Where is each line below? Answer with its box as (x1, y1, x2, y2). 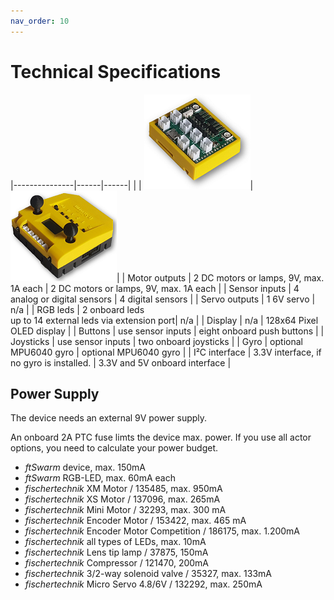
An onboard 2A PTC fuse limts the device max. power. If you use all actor (10, 431, 312, 444)
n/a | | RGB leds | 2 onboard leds (10, 303, 145, 315)
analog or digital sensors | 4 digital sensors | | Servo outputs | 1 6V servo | (10, 293, 316, 305)
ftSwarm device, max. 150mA (24, 461, 146, 474)
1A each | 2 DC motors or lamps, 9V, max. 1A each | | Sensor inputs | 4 (10, 282, 300, 294)
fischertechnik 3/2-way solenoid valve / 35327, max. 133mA (24, 568, 272, 580)
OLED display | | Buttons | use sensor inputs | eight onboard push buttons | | (10, 325, 325, 337)
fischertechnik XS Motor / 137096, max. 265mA (24, 493, 221, 505)
